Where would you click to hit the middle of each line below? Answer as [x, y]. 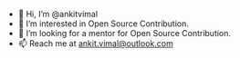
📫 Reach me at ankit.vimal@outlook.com [95, 43]
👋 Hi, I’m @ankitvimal [58, 14]
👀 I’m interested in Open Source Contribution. [104, 24]
